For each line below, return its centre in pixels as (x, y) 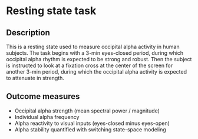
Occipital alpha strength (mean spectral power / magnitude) (87, 111)
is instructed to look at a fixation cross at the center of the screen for (90, 65)
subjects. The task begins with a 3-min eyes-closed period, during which (95, 53)
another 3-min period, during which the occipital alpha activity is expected (97, 72)
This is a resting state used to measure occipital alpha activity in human (93, 47)
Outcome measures (43, 96)
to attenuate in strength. (35, 78)
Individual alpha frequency (47, 117)
